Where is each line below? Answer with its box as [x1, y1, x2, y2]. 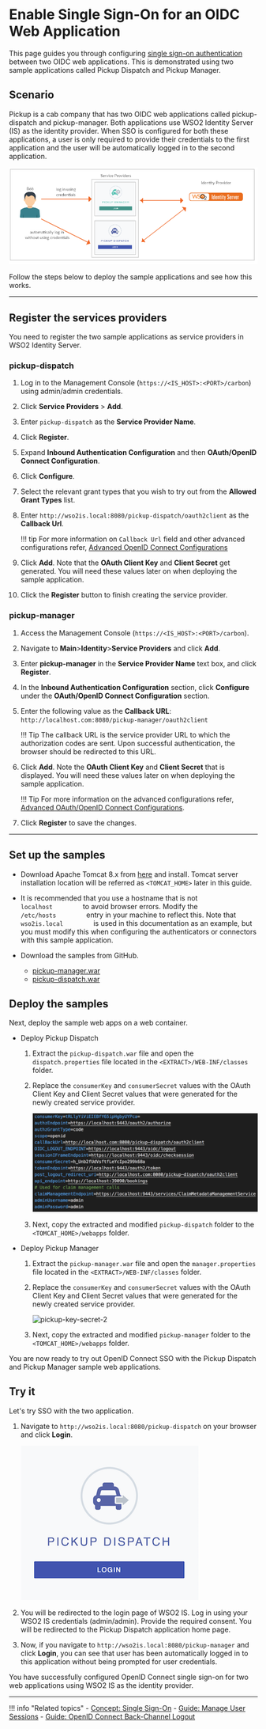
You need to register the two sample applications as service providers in [9, 332, 244, 342]
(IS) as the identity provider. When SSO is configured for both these [9, 126, 229, 135]
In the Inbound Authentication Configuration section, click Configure [20, 682, 249, 692]
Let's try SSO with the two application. [9, 1406, 134, 1416]
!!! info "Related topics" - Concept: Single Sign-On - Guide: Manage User [9, 1703, 245, 1712]
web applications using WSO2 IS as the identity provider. [9, 1680, 194, 1690]
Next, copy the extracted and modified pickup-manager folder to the [32, 1329, 251, 1339]
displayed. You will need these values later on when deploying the [20, 770, 235, 780]
